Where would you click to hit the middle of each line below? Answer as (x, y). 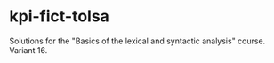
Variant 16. (28, 50)
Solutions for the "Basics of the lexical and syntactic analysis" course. (137, 41)
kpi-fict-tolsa (59, 16)
